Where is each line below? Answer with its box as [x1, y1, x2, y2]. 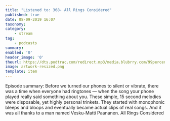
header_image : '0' [5, 54, 44, 60]
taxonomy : [5, 21, 26, 27]
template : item [5, 69, 37, 74]
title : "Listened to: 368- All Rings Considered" [5, 7, 112, 13]
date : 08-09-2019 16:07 [5, 17, 56, 22]
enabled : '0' [5, 50, 33, 55]
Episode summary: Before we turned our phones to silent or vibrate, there [5, 83, 159, 89]
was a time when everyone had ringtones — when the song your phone [5, 88, 154, 94]
